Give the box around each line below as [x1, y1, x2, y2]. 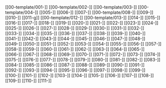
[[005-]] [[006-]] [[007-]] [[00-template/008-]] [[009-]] [39, 9, 154, 15]
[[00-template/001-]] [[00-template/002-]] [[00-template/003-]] [5, 4, 137, 10]
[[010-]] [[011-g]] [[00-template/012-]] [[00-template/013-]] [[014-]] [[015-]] [5, 15, 161, 20]
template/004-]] [5, 9, 38, 15]
